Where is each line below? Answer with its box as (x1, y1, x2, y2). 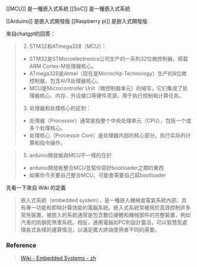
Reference (6, 241, 36, 249)
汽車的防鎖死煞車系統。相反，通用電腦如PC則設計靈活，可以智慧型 (20, 219, 182, 226)
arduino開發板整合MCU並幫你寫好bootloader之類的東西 (29, 164, 164, 171)
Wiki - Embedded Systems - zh (20, 255, 96, 262)
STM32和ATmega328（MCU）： (29, 43, 107, 50)
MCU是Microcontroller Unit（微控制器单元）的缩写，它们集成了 (29, 85, 183, 91)
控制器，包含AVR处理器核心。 (29, 77, 102, 84)
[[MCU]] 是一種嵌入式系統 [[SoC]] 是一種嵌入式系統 (6, 5, 131, 12)
